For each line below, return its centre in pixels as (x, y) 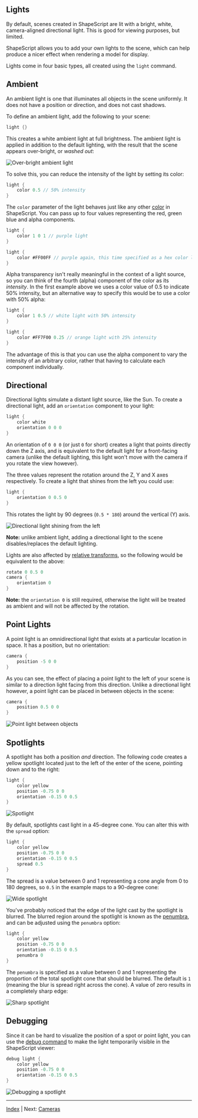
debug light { (24, 1059)
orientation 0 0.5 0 (42, 497)
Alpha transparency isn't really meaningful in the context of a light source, (96, 274)
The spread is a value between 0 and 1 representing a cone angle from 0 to (97, 881)
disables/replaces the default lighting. (52, 543)
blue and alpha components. (41, 220)
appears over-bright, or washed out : (50, 151)
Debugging (27, 1021)
